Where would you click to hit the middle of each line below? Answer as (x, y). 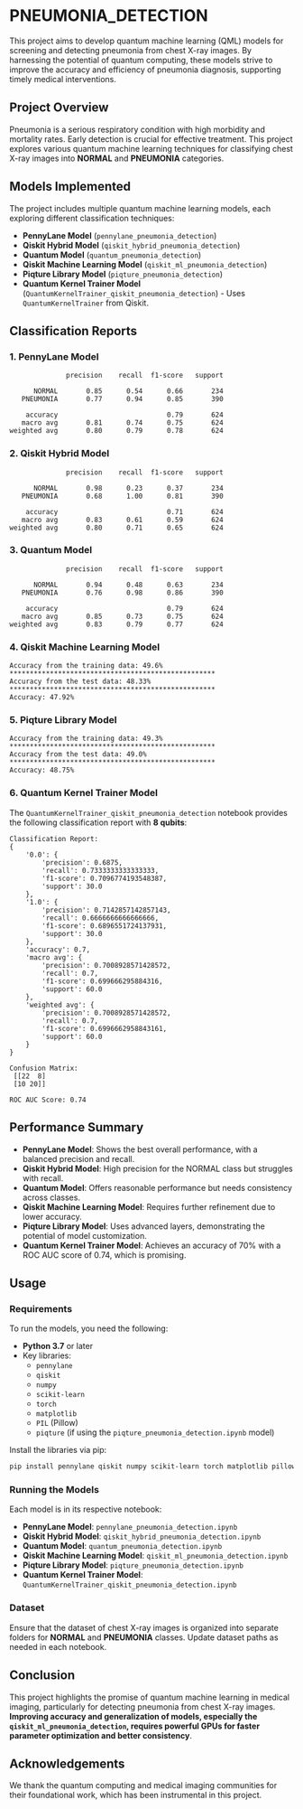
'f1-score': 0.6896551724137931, (105, 926)
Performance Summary (77, 1127)
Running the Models (54, 1490)
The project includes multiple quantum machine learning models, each (140, 208)
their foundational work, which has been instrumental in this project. (136, 1795)
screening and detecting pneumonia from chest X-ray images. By (131, 50)
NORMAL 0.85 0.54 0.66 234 (128, 391)
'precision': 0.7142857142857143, (106, 910)
